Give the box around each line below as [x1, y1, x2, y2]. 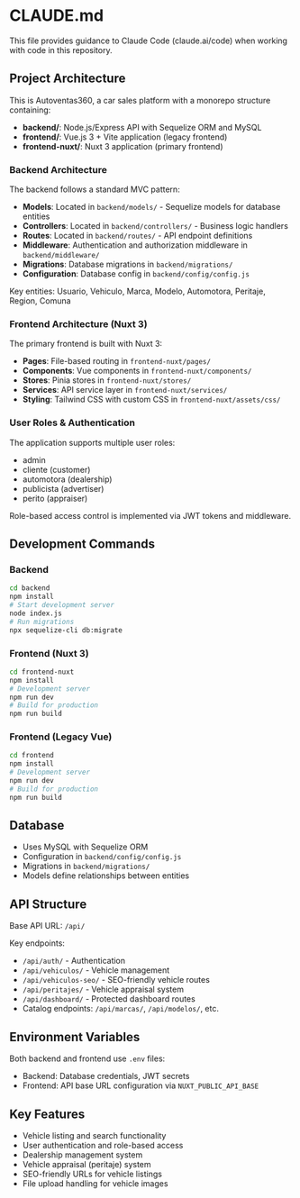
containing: [9, 104, 51, 115]
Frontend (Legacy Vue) [9, 731, 113, 743]
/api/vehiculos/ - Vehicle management [22, 965, 170, 976]
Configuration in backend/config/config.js [22, 851, 182, 862]
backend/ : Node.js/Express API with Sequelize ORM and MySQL [22, 122, 262, 132]
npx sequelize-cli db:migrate [9, 625, 123, 635]
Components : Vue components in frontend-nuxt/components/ [22, 366, 252, 377]
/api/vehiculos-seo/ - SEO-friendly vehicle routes [22, 975, 210, 985]
